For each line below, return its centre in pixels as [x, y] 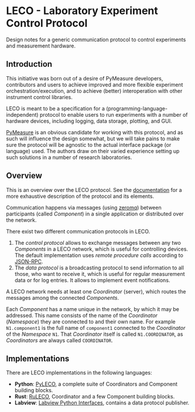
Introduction [29, 64]
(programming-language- [137, 108]
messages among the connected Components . [62, 298]
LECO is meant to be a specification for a [56, 108]
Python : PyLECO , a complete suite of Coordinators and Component [96, 384]
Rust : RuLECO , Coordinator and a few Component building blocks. [95, 397]
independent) [23, 114]
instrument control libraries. [40, 97]
